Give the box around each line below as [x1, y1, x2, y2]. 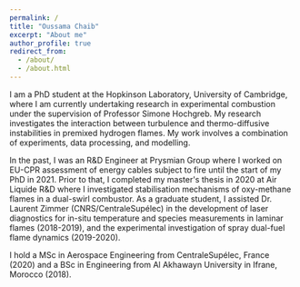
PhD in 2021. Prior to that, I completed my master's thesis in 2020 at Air [9, 173, 277, 184]
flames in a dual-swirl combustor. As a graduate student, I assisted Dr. [9, 193, 273, 204]
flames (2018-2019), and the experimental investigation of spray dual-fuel [9, 222, 285, 233]
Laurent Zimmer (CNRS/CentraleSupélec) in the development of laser [9, 203, 269, 213]
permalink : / [9, 13, 59, 23]
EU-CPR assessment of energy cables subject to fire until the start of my [9, 164, 282, 175]
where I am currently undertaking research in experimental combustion [9, 98, 275, 109]
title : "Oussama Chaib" [9, 22, 100, 31]
